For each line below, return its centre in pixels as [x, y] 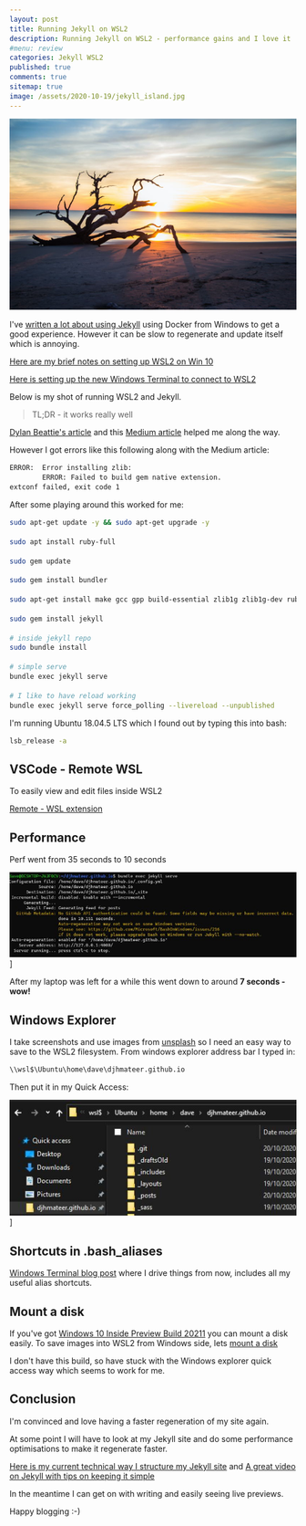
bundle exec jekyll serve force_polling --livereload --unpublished [142, 706]
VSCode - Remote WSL [76, 769]
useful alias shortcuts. [51, 1283]
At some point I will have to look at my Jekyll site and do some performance [151, 1438]
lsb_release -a [38, 741]
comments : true [38, 78]
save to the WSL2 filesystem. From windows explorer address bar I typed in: [153, 1052]
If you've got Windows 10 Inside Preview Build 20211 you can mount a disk [149, 1333]
